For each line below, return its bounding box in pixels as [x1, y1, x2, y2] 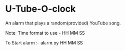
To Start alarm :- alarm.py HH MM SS [5, 39, 83, 46]
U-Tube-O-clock [5, 3, 76, 15]
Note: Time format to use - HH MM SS [5, 30, 85, 36]
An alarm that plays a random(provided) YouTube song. [5, 20, 121, 26]
